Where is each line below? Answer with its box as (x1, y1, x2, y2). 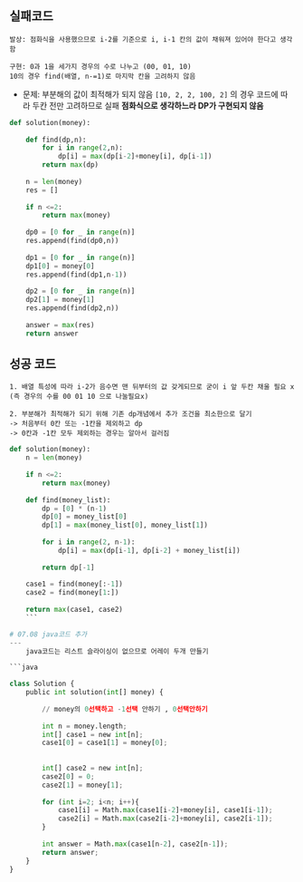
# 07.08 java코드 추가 (9, 629, 88, 639)
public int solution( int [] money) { (25, 688, 165, 697)
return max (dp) (42, 160, 99, 170)
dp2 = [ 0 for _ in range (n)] (25, 286, 136, 296)
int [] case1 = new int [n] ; (42, 730, 144, 739)
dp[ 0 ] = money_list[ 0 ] (42, 512, 128, 521)
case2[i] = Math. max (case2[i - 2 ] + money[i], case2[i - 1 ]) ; (57, 814, 273, 823)
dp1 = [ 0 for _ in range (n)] (25, 253, 136, 262)
